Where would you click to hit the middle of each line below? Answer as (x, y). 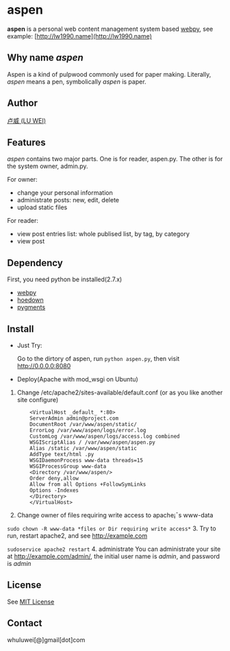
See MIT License (31, 602)
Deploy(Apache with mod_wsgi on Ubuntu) (77, 379)
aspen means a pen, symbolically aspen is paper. (77, 82)
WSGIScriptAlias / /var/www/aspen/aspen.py (92, 442)
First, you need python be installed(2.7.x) (65, 279)
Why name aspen (45, 58)
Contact (25, 623)
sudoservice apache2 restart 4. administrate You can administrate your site (114, 549)
